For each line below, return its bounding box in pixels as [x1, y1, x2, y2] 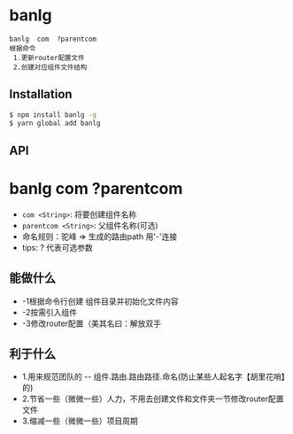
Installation [9, 87, 73, 102]
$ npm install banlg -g [9, 110, 97, 120]
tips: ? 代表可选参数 [21, 242, 93, 252]
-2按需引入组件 [21, 306, 78, 317]
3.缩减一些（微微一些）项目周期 [21, 415, 139, 426]
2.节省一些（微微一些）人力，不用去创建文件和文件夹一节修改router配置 [21, 393, 284, 404]
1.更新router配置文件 [12, 53, 85, 62]
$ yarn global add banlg [9, 119, 101, 128]
